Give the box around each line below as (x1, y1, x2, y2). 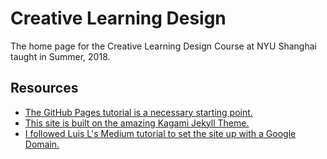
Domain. (24, 138, 60, 150)
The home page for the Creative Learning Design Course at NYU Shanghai (10, 40, 317, 52)
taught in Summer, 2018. (10, 50, 111, 62)
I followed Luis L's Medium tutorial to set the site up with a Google (24, 127, 297, 139)
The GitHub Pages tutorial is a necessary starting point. (24, 106, 253, 118)
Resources (10, 80, 79, 97)
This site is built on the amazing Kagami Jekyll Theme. (24, 117, 250, 129)
